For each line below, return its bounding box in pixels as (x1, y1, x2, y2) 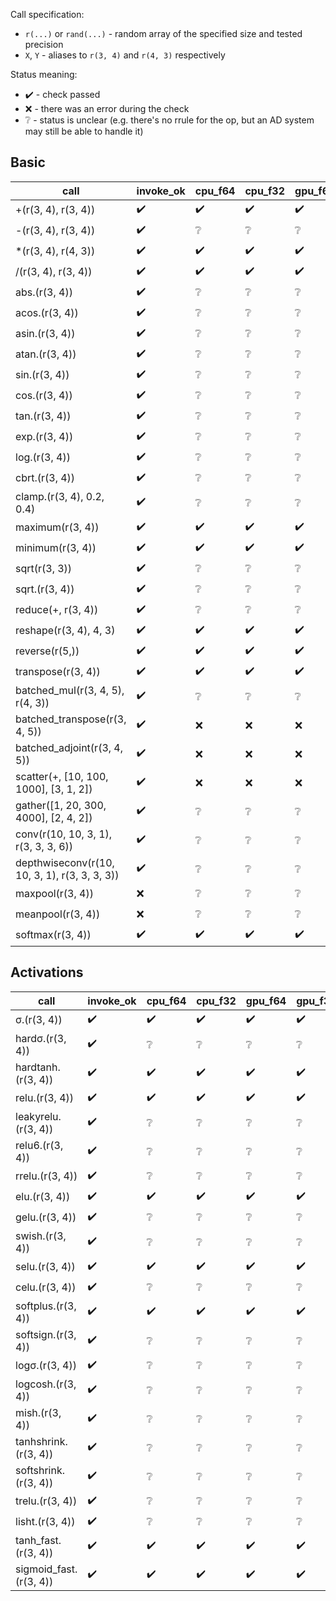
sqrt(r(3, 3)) (15, 562, 73, 576)
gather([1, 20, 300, (15, 798, 107, 812)
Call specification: (10, 9, 85, 20)
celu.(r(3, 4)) (15, 1280, 77, 1294)
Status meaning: (10, 69, 78, 80)
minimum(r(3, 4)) (15, 541, 97, 555)
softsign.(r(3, (15, 1327, 77, 1341)
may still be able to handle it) (24, 125, 144, 137)
